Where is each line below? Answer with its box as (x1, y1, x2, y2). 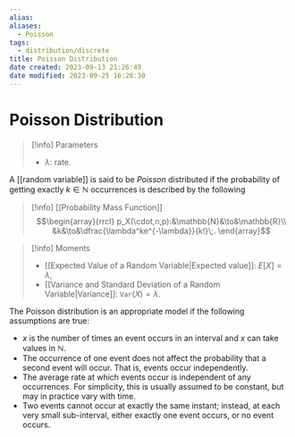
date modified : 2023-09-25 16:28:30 (9, 71, 146, 80)
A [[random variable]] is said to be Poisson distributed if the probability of (9, 173, 280, 184)
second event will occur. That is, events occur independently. (21, 362, 249, 373)
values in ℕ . (21, 342, 67, 353)
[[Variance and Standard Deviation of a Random (44, 279, 221, 290)
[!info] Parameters (30, 139, 98, 150)
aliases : (9, 21, 42, 30)
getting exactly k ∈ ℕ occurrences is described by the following (9, 184, 246, 195)
